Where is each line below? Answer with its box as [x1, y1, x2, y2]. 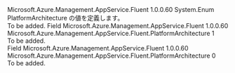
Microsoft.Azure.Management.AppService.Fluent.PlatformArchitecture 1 [7, 29, 215, 37]
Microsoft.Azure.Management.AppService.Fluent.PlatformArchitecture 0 [7, 51, 216, 60]
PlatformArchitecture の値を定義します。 [7, 14, 124, 22]
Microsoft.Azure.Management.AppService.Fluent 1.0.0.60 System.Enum [7, 6, 215, 13]
